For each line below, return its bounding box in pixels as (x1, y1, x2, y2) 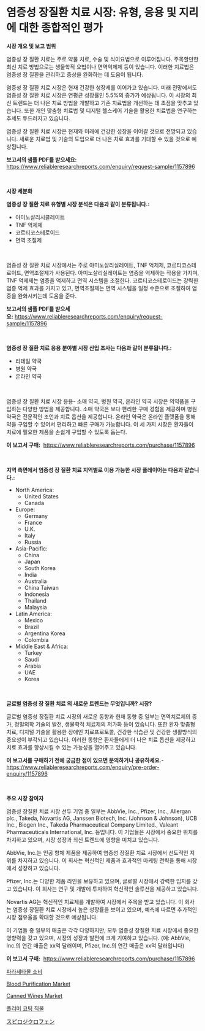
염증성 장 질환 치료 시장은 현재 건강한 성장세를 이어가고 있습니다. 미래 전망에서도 (6, 83, 198, 91)
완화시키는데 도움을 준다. (17, 292, 77, 299)
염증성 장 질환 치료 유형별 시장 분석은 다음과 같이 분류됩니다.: (6, 200, 150, 207)
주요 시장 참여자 (6, 794, 44, 801)
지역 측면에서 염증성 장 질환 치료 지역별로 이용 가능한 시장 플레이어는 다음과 (6, 466, 184, 473)
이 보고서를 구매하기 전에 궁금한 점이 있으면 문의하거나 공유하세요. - (6, 756, 164, 764)
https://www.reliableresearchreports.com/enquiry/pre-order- (6, 763, 160, 771)
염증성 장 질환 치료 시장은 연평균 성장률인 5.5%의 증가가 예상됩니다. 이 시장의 (6, 91, 191, 99)
